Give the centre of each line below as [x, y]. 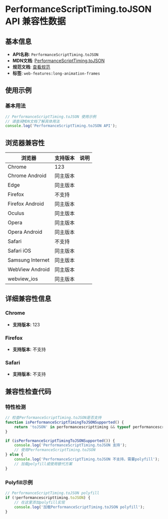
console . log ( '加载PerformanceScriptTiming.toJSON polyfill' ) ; [79, 507]
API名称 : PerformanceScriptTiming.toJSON [55, 54]
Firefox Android [26, 204]
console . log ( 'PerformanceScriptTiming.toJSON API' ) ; [61, 126]
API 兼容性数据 [35, 22]
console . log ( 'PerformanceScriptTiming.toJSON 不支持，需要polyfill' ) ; [87, 459]
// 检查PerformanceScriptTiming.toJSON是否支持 [53, 418]
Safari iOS [19, 251]
